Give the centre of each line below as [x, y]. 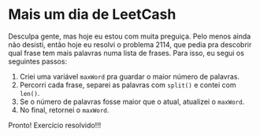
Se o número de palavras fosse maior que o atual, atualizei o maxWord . [132, 101]
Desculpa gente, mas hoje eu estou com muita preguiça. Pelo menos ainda [130, 36]
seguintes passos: [38, 61]
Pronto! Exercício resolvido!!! [55, 125]
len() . [30, 93]
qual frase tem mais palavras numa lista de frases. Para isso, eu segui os [126, 53]
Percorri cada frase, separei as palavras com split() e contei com [128, 85]
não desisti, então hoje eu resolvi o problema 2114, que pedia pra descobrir [130, 44]
